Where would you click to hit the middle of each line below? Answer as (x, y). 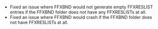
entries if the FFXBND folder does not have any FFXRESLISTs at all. (78, 12)
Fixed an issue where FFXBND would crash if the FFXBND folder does (81, 17)
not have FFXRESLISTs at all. (39, 22)
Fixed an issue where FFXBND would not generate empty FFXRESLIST (81, 7)
